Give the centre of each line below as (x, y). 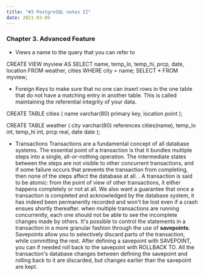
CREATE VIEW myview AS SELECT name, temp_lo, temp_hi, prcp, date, (95, 64)
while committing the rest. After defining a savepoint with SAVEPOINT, (103, 241)
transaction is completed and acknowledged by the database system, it (105, 195)
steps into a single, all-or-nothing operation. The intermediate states (101, 157)
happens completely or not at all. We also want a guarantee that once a (104, 189)
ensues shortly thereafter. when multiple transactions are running (97, 208)
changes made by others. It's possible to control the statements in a (100, 221)
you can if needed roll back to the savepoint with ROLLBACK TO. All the (105, 247)
